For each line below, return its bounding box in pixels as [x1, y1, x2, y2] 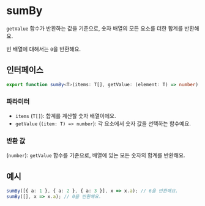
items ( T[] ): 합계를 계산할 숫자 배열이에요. [15, 112, 116, 119]
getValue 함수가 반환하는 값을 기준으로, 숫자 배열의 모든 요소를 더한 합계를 [6, 24, 184, 32]
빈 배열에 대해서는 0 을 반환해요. [6, 45, 81, 53]
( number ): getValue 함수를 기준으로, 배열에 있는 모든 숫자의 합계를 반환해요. [6, 152, 185, 159]
